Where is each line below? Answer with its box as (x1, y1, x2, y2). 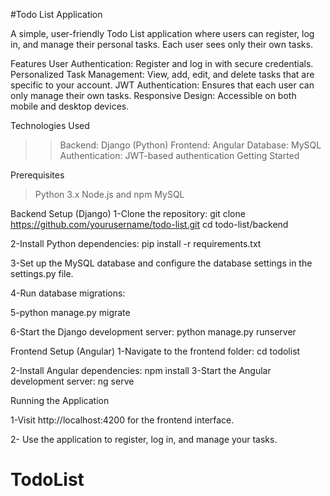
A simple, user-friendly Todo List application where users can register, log (10, 28, 315, 39)
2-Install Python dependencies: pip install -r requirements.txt (10, 238, 262, 249)
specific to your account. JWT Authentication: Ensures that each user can (10, 79, 315, 91)
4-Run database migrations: (10, 287, 126, 299)
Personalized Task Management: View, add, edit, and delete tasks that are (10, 69, 315, 80)
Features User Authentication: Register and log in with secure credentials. (10, 58, 314, 69)
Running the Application (10, 395, 110, 406)
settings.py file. (10, 268, 74, 279)
